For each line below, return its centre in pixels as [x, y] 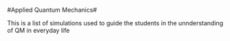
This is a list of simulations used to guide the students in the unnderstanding [115, 23]
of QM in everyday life [39, 30]
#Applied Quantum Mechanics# [52, 10]
